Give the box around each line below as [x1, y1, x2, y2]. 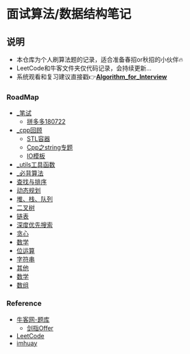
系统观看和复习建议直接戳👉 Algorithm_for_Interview [16, 73, 167, 81]
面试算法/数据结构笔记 [6, 6, 132, 22]
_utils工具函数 [16, 160, 56, 169]
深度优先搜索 [16, 221, 53, 229]
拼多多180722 [26, 118, 66, 126]
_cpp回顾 [16, 126, 43, 134]
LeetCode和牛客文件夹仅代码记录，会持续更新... [16, 64, 152, 72]
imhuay [16, 339, 38, 347]
